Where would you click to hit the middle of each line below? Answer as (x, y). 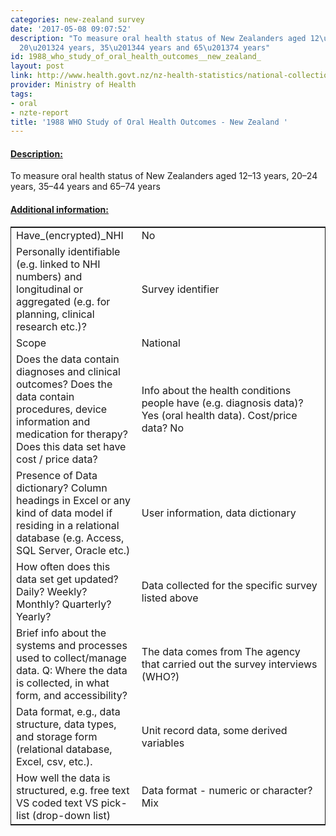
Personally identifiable (68, 251)
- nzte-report (40, 112)
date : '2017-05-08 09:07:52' (71, 29)
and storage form (57, 736)
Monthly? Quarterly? (64, 604)
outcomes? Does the (64, 384)
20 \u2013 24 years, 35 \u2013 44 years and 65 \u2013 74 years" (145, 47)
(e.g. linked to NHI (58, 264)
